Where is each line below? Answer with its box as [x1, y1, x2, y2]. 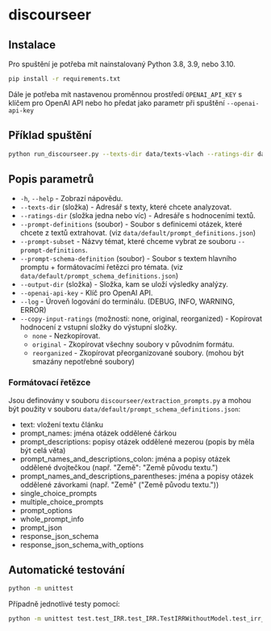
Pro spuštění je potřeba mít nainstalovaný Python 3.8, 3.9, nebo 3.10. [8, 59, 236, 69]
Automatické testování [8, 563, 125, 577]
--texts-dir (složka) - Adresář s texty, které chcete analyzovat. [19, 202, 232, 212]
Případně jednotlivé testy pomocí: [8, 599, 120, 609]
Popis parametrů [8, 172, 94, 186]
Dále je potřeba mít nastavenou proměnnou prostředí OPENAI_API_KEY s [8, 89, 243, 99]
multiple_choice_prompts [19, 497, 104, 507]
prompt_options [19, 505, 73, 515]
